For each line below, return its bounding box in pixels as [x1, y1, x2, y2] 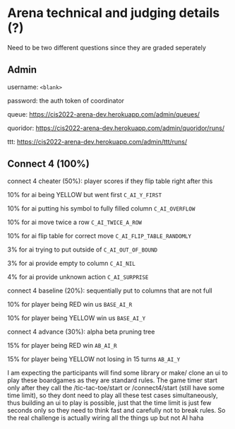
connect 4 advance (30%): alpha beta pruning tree [7, 327, 155, 336]
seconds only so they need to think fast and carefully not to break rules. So [7, 406, 226, 414]
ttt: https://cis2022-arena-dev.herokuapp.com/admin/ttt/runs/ [7, 137, 188, 146]
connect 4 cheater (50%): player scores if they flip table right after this [7, 177, 213, 185]
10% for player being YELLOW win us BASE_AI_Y [7, 313, 146, 322]
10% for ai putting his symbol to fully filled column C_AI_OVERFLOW [7, 204, 195, 213]
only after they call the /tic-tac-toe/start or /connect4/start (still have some [7, 383, 225, 392]
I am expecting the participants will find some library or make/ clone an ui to [7, 368, 228, 377]
